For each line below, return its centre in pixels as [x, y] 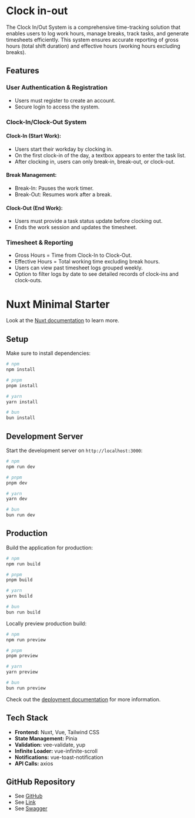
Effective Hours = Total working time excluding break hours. [87, 262]
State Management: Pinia [46, 738]
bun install [21, 418]
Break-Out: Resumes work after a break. [63, 194]
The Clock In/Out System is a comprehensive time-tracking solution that [93, 27]
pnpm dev [17, 483]
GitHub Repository [41, 782]
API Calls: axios [34, 763]
